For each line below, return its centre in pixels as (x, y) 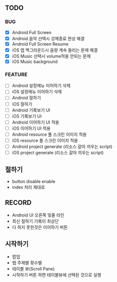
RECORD (18, 203)
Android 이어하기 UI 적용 (36, 122)
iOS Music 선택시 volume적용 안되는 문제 (51, 56)
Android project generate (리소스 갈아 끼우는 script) (62, 146)
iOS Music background (35, 62)
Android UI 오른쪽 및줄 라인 (38, 215)
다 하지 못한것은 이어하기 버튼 (40, 227)
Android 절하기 (26, 98)
